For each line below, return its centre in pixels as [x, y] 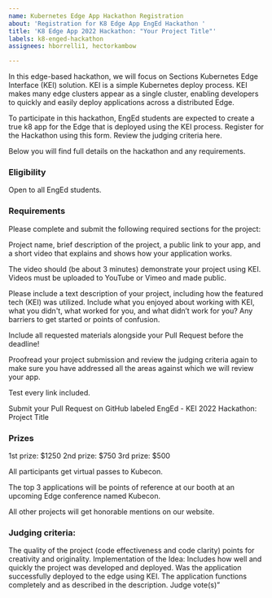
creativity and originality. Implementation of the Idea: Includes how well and [135, 559]
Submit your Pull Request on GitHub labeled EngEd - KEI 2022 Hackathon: [133, 408]
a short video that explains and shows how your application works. [120, 253]
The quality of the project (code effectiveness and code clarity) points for [132, 551]
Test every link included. [50, 392]
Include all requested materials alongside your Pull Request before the [126, 335]
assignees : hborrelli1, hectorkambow [72, 46]
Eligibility [27, 172]
